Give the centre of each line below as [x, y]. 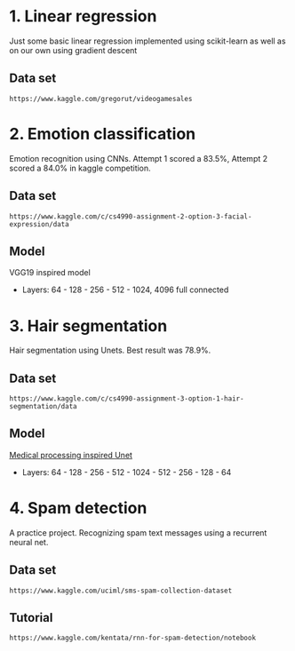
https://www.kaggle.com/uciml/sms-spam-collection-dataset [121, 591]
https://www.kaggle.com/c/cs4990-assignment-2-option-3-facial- [131, 216]
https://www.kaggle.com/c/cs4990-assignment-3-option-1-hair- [127, 399]
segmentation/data [43, 407]
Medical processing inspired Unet [71, 455]
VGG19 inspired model [50, 273]
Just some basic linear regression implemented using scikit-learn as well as [147, 41]
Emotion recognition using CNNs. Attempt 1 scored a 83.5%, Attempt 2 [139, 158]
